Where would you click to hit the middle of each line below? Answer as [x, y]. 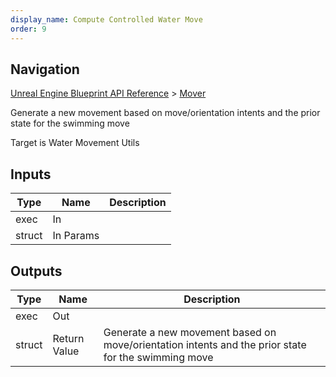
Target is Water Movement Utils [75, 143]
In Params [76, 236]
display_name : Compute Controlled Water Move [106, 19]
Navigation [45, 69]
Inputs [31, 174]
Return [68, 338]
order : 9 [28, 29]
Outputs [36, 271]
